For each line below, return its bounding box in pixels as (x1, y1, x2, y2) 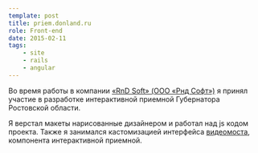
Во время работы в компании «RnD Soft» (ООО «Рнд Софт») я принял (8, 86, 248, 95)
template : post (8, 11, 59, 20)
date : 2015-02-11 (8, 34, 67, 42)
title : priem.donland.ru (8, 19, 92, 27)
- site (23, 49, 45, 57)
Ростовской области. (8, 103, 81, 112)
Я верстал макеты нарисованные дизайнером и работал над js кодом (8, 118, 249, 128)
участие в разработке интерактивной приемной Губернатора (8, 94, 220, 104)
